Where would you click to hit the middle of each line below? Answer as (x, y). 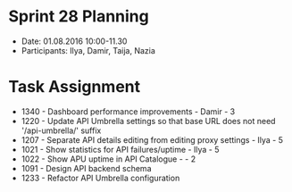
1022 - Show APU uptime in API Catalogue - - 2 (108, 159)
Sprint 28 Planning (79, 17)
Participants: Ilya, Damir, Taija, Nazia (88, 50)
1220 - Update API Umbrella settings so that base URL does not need (148, 121)
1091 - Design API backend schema (86, 168)
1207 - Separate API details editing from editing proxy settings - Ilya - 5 (152, 139)
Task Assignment (75, 87)
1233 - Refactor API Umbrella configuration (100, 178)
